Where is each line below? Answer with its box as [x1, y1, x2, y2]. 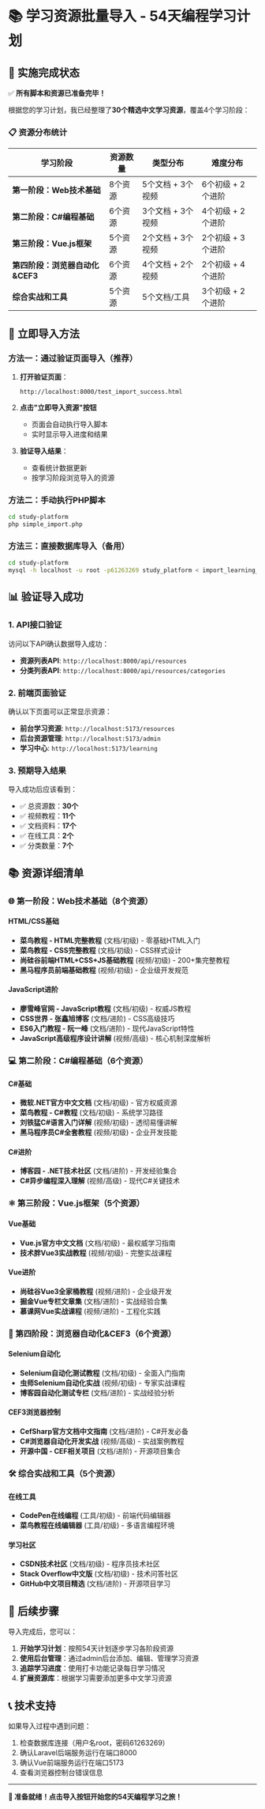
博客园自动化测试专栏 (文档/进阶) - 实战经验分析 [19, 1387, 175, 1397]
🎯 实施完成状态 [8, 66, 80, 79]
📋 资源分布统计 [8, 127, 68, 138]
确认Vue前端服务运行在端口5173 [19, 1758, 125, 1768]
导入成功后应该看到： [8, 785, 77, 794]
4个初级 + [201, 206, 238, 217]
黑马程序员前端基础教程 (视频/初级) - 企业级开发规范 [19, 965, 189, 975]
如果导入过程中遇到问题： [8, 1721, 91, 1731]
